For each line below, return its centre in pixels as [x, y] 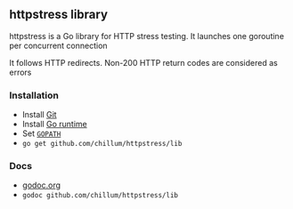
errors [20, 72]
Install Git [39, 115]
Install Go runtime [54, 125]
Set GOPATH [41, 133]
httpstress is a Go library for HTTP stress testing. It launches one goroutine [147, 36]
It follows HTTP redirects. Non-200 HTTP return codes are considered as [143, 62]
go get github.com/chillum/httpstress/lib [102, 144]
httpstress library [59, 15]
